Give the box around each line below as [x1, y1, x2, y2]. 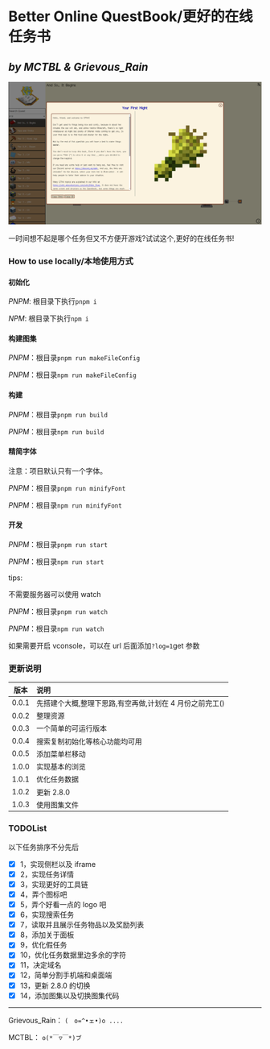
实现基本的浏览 [35, 762, 86, 772]
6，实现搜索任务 [19, 910, 75, 919]
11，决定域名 [19, 960, 62, 970]
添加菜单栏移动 [35, 748, 86, 758]
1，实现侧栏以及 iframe [19, 859, 96, 869]
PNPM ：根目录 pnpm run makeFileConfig [8, 353, 141, 363]
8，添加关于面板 [19, 930, 75, 939]
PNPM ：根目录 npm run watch [8, 624, 104, 633]
